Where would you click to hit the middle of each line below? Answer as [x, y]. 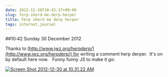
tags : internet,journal [31, 24]
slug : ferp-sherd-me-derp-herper [41, 15]
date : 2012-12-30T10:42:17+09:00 [41, 10]
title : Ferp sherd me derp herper [42, 19]
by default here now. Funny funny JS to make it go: [60, 60]
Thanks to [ [17, 48]
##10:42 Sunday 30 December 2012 [44, 39]
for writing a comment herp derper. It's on [118, 54]
